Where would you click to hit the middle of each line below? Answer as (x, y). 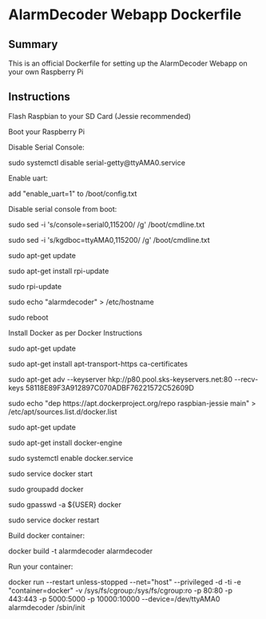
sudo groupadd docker (46, 489)
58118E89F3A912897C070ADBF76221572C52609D (109, 387)
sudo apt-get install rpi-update (59, 271)
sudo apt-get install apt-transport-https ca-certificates (98, 363)
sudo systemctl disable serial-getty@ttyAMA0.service (97, 162)
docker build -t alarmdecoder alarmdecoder (81, 551)
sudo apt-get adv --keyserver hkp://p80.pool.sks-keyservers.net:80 (121, 379)
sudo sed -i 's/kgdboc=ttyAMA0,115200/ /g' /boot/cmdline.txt (109, 240)
